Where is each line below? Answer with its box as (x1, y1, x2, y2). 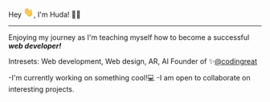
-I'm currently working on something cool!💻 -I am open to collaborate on (8, 73, 251, 82)
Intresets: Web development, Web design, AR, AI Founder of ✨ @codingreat (8, 56, 257, 66)
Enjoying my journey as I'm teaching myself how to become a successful (8, 32, 250, 42)
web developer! (8, 41, 62, 50)
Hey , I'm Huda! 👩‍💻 (8, 10, 81, 19)
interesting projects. (8, 84, 75, 94)
